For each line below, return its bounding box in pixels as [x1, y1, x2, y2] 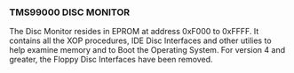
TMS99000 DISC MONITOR [9, 6, 131, 18]
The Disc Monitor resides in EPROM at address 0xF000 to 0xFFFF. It [9, 26, 259, 37]
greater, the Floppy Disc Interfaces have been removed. [9, 55, 213, 65]
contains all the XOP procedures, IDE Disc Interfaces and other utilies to [9, 35, 273, 46]
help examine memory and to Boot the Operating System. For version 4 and [9, 45, 286, 55]
